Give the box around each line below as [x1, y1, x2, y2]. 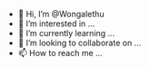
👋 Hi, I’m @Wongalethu [17, 9, 105, 19]
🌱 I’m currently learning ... [17, 28, 115, 38]
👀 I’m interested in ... [17, 18, 95, 29]
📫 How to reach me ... [17, 48, 103, 58]
